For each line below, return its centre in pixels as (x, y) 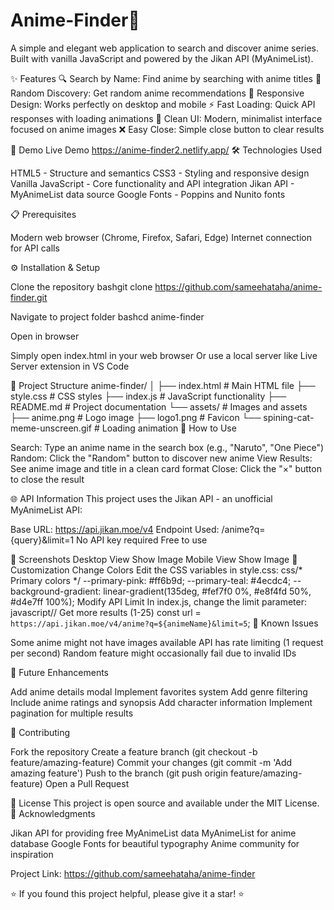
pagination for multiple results (72, 713)
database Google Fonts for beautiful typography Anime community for (155, 843)
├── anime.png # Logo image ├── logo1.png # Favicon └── (136, 417)
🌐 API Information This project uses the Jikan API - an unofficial (141, 498)
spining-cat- (289, 417)
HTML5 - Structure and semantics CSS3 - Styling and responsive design (160, 173)
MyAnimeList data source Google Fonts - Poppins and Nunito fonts (148, 194)
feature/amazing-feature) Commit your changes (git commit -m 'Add (151, 762)
